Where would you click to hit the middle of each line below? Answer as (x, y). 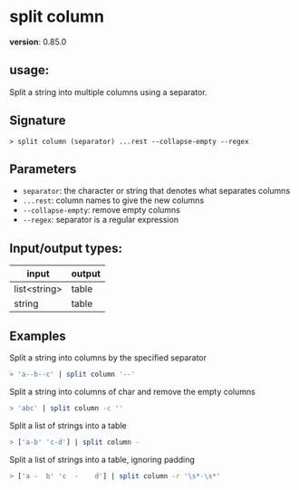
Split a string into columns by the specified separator (108, 358)
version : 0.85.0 (38, 42)
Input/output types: (66, 248)
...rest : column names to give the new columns (113, 200)
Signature (38, 121)
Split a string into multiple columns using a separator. (108, 91)
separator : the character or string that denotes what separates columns (156, 191)
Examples (38, 336)
